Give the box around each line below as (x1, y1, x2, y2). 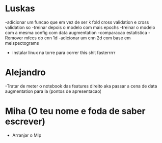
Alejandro (5, 67, 46, 78)
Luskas (5, 3, 35, 14)
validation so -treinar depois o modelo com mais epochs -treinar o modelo (5, 24, 156, 30)
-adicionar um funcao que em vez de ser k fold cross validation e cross (5, 19, 149, 25)
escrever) (5, 116, 46, 127)
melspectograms (5, 40, 39, 46)
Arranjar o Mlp (12, 132, 42, 138)
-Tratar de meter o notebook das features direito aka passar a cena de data (5, 83, 157, 89)
